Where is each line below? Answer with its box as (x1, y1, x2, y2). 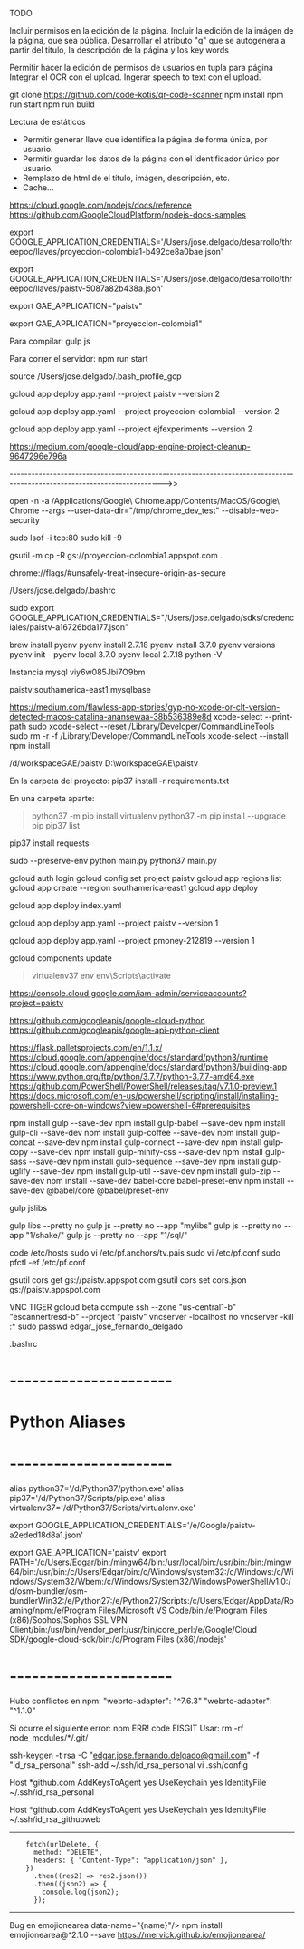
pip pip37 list (31, 820, 81, 830)
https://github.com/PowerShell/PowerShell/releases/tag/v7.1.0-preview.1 (9, 1081, 278, 1091)
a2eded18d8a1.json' (9, 1529, 84, 1540)
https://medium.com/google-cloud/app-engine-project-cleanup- (9, 441, 251, 451)
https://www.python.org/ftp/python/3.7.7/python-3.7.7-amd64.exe (9, 1071, 255, 1081)
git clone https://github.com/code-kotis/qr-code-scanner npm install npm (9, 90, 284, 100)
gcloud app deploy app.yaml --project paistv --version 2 (9, 389, 220, 399)
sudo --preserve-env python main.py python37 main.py (9, 856, 217, 866)
